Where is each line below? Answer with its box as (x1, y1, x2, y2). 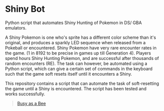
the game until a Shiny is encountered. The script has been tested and (5, 85, 147, 91)
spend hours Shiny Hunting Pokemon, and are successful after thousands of (5, 55, 159, 61)
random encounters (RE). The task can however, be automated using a (5, 60, 148, 66)
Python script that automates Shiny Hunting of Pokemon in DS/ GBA (5, 20, 142, 26)
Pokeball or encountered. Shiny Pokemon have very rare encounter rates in (5, 45, 157, 51)
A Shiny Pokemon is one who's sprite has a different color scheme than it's (5, 34, 156, 40)
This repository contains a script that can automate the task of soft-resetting (5, 80, 159, 86)
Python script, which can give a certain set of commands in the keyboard (5, 65, 153, 72)
